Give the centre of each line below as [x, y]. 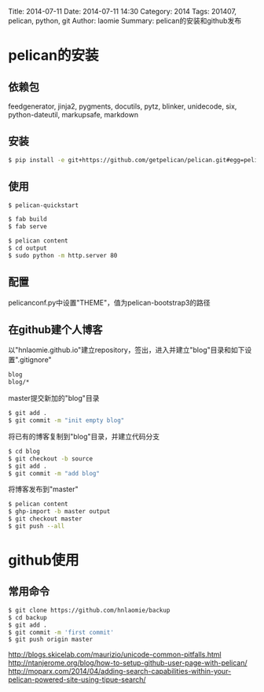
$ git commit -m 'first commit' [61, 632]
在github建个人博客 [56, 329]
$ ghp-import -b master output [59, 512]
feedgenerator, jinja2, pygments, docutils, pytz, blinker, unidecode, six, [123, 106]
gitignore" [36, 360]
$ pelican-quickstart [44, 205]
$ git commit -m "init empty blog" [66, 420]
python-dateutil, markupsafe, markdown [73, 115]
